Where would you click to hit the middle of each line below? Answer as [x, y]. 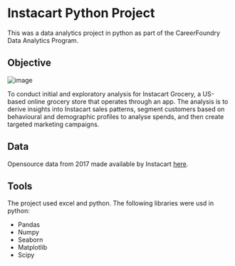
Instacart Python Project [81, 13]
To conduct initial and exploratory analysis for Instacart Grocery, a [104, 93]
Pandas [29, 225]
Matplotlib [32, 247]
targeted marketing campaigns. [53, 124]
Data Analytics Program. [43, 40]
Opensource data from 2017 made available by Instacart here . [98, 164]
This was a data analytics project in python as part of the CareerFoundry [114, 33]
